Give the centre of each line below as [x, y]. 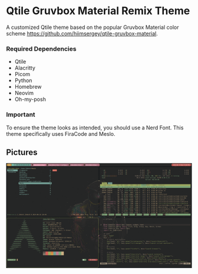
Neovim [24, 93]
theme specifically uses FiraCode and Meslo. [61, 133]
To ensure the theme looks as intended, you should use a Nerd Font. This [95, 128]
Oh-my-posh [30, 99]
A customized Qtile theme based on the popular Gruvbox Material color [93, 27]
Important [21, 115]
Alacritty [25, 68]
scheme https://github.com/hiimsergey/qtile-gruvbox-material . [82, 33]
